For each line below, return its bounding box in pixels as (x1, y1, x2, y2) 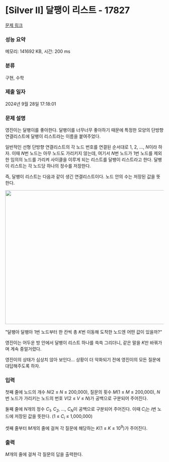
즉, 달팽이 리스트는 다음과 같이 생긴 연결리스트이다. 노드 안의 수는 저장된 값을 (5, 174, 155, 180)
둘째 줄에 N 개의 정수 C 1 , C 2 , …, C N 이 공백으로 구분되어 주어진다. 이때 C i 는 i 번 (5, 406, 156, 413)
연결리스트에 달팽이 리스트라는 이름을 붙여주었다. (5, 133, 101, 139)
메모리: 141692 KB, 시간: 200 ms (5, 48, 70, 54)
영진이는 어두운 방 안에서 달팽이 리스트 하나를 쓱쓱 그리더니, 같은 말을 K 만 (5, 340, 149, 346)
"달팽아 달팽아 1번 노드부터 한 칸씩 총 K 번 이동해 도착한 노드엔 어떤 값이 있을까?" (5, 329, 162, 335)
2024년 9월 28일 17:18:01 (5, 101, 56, 107)
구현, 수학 (5, 74, 24, 81)
